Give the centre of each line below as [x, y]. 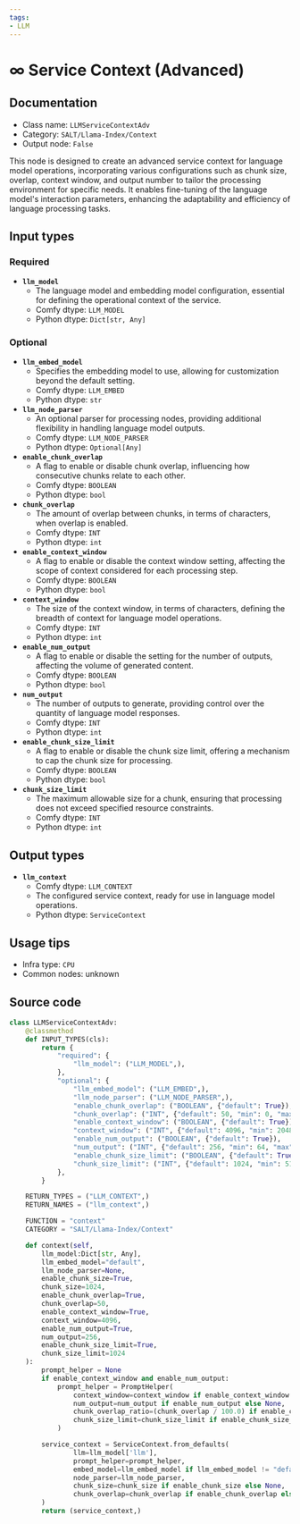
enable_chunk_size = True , [87, 1279]
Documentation [54, 103]
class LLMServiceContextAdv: [63, 1023]
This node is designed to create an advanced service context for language [146, 161]
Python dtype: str [69, 400]
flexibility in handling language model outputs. [120, 428]
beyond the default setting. [85, 381]
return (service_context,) [92, 1511]
